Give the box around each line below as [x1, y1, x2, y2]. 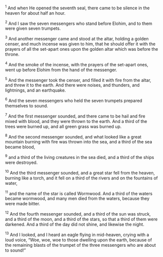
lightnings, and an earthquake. [5, 87, 66, 93]
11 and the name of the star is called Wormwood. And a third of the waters [5, 190, 153, 197]
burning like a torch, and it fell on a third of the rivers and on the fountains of [5, 175, 158, 181]
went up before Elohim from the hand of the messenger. [5, 67, 118, 73]
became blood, [5, 144, 36, 150]
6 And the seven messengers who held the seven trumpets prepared [5, 97, 143, 103]
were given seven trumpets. [5, 25, 61, 31]
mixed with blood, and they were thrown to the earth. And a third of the [5, 118, 147, 124]
